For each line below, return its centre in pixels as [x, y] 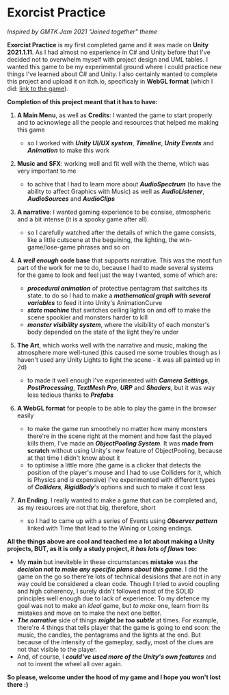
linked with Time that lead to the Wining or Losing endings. [110, 528]
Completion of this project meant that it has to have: [82, 101]
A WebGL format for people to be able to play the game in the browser [117, 408]
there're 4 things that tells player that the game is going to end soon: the [119, 627]
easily [25, 415]
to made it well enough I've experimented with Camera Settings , [118, 380]
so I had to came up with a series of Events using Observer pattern [122, 521]
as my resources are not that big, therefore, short [86, 507]
